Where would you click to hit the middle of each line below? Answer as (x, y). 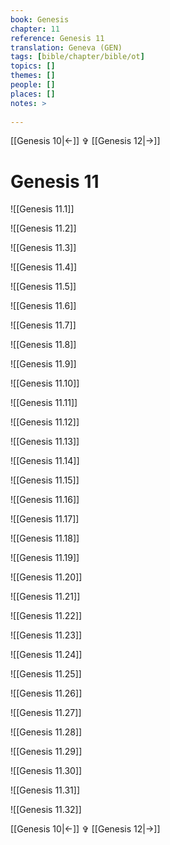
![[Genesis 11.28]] (46, 732)
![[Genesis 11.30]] (46, 771)
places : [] (33, 94)
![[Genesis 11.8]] (43, 345)
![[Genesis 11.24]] (46, 655)
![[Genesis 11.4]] (44, 267)
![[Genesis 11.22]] (46, 616)
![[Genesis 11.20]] (46, 577)
